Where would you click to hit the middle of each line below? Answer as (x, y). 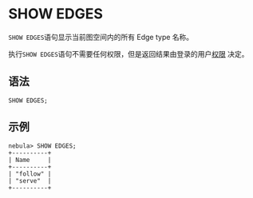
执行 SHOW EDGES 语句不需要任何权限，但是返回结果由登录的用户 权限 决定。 (128, 53)
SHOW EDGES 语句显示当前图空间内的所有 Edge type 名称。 (101, 37)
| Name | (30, 160)
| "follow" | (30, 174)
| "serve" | (30, 180)
